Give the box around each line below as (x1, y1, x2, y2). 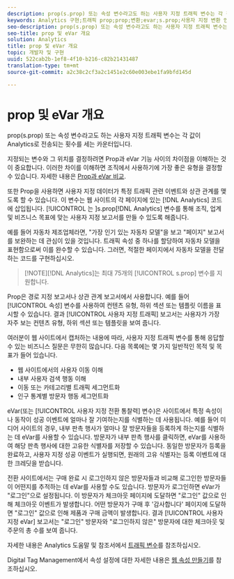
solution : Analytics (7, 36, 68, 43)
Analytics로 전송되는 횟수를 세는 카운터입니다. (7, 140, 132, 149)
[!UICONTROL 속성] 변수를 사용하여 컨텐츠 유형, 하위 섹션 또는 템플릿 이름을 (7, 301, 214, 310)
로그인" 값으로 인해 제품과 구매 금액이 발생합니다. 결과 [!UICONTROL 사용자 (17, 509, 224, 517)
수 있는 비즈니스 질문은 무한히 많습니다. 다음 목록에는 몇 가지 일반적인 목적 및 (7, 343, 215, 351)
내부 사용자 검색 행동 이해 (17, 375, 87, 383)
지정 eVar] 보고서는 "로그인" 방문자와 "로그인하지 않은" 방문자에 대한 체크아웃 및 (7, 518, 225, 526)
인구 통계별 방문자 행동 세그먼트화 (17, 392, 109, 400)
